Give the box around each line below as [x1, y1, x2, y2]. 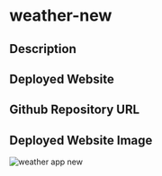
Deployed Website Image [9, 132, 153, 148]
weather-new [9, 5, 112, 26]
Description [9, 41, 76, 57]
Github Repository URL [9, 102, 140, 118]
